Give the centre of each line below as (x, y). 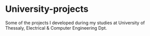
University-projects (47, 9)
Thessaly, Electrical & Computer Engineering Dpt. (56, 28)
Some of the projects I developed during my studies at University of (75, 23)
